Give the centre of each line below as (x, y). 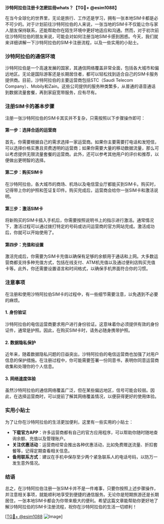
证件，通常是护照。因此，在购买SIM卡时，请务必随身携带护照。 (69, 330)
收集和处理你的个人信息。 (31, 366)
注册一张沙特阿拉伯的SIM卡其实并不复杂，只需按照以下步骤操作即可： (75, 118)
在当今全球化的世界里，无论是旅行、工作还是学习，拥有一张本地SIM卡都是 (80, 18)
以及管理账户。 (53, 438)
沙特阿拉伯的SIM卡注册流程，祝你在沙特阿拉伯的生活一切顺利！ (73, 506)
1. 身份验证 (16, 312)
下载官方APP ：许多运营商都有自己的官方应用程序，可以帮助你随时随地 (83, 432)
